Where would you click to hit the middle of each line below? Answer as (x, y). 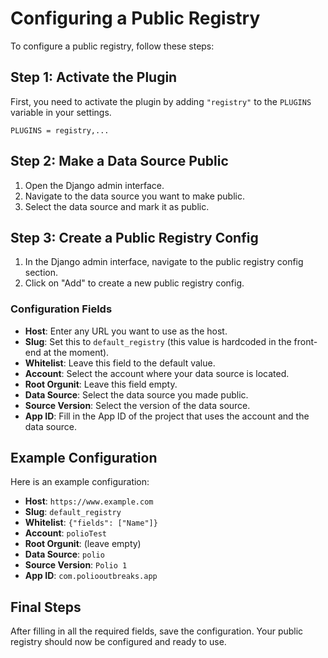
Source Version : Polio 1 (76, 565)
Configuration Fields (61, 309)
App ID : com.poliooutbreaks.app (91, 576)
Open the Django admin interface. (94, 185)
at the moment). (76, 352)
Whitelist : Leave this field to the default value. (120, 363)
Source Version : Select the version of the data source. (137, 405)
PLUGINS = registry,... (60, 130)
